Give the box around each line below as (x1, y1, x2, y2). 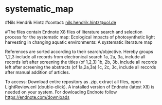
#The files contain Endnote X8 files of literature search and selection (5, 29, 143, 35)
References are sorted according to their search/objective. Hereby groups (5, 49, 153, 54)
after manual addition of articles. (5, 69, 71, 75)
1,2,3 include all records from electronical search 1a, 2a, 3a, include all (5, 53, 145, 59)
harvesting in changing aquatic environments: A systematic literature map (5, 39, 153, 45)
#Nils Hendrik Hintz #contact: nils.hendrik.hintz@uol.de (5, 19, 117, 25)
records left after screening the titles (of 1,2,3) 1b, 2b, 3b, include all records (5, 59, 157, 65)
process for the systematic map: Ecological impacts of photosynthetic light (5, 34, 155, 40)
